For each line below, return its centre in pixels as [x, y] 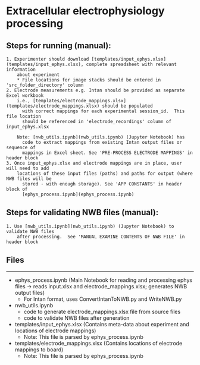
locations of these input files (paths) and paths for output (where [105, 174]
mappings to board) [39, 350]
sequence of [21, 147]
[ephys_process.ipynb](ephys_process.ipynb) [78, 194]
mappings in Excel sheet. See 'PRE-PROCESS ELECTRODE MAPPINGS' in [107, 153]
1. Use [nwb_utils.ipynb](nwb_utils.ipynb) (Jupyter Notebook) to [90, 226]
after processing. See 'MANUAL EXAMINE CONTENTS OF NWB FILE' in [101, 237]
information [21, 70]
